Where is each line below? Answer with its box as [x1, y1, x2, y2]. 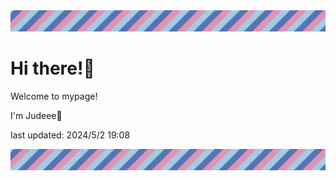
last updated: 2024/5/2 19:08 [10, 129, 131, 141]
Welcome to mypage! [10, 90, 98, 102]
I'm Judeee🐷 [10, 109, 63, 121]
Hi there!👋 [10, 57, 95, 80]
